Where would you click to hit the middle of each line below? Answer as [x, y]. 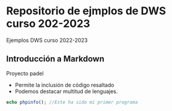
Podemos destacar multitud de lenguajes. [66, 91]
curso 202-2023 [48, 24]
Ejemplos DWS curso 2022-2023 [47, 40]
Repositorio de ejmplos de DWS [86, 11]
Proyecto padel [25, 73]
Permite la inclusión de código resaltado [64, 85]
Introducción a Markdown [55, 59]
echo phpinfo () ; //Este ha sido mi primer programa [72, 102]
